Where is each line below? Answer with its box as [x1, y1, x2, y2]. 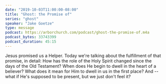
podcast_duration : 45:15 [5, 39, 56, 44]
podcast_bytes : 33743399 [5, 35, 56, 40]
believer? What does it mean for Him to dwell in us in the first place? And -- [5, 68, 159, 74]
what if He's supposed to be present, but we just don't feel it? [5, 73, 131, 79]
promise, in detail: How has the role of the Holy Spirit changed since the [5, 57, 152, 64]
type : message [5, 26, 35, 30]
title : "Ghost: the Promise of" [5, 12, 72, 17]
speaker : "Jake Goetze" [5, 21, 55, 26]
